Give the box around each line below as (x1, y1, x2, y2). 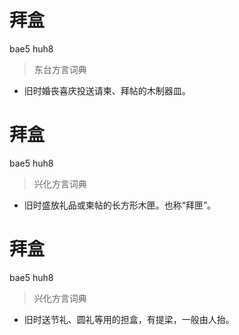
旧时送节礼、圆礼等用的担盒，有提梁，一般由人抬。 (23, 313, 235, 325)
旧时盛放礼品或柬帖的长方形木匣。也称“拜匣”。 (23, 199, 217, 211)
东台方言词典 (33, 63, 87, 75)
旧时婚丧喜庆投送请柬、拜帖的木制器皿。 (23, 84, 191, 96)
